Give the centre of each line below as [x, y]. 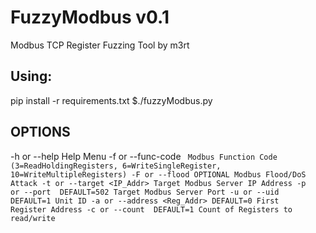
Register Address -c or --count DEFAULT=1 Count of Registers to [151, 209]
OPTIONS [40, 132]
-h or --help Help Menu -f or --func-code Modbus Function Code [144, 156]
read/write [33, 218]
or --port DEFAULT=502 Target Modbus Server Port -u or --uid [145, 192]
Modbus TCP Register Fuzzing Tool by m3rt [100, 45]
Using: [31, 76]
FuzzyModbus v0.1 [90, 17]
